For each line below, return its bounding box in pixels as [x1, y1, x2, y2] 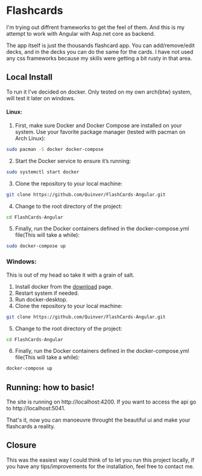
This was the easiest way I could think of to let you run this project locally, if [6, 456, 195, 463]
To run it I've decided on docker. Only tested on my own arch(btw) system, [6, 88, 192, 95]
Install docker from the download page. [14, 283, 113, 290]
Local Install [6, 72, 53, 82]
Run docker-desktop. [14, 295, 68, 303]
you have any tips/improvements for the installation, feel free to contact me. [6, 463, 195, 470]
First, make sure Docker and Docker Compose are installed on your [14, 121, 182, 129]
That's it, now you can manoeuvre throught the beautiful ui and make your [6, 416, 191, 423]
